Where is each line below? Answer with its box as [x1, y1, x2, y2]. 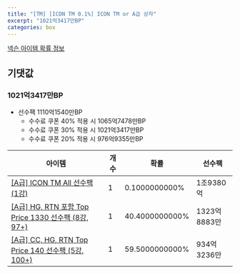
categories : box [7, 24, 56, 31]
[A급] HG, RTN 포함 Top [11, 202, 89, 212]
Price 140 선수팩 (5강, [11, 245, 84, 255]
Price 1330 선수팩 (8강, [11, 213, 89, 223]
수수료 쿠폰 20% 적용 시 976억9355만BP [28, 135, 144, 143]
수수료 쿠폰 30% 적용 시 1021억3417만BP [28, 126, 144, 134]
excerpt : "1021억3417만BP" [7, 17, 85, 24]
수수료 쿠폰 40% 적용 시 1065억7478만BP [28, 117, 146, 126]
